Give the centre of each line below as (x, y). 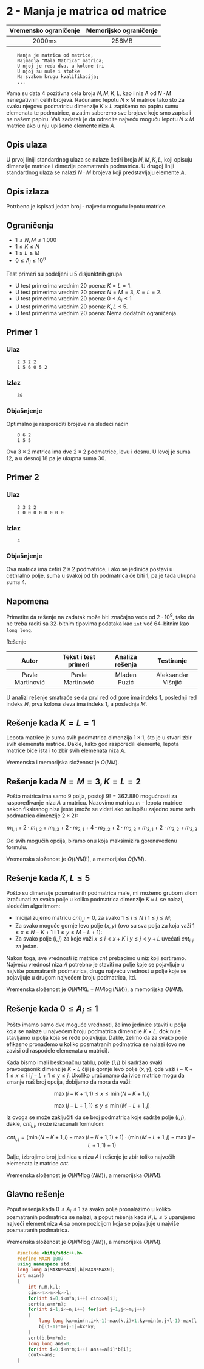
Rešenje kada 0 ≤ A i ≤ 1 (52, 1009)
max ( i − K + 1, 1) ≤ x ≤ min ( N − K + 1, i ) (102, 1094)
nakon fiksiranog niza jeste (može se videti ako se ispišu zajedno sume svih (101, 809)
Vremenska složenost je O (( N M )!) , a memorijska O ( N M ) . (76, 859)
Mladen (126, 675)
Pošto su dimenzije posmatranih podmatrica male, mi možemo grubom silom (102, 893)
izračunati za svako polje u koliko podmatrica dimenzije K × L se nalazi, (95, 899)
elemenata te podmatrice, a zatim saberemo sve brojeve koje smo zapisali (99, 112)
